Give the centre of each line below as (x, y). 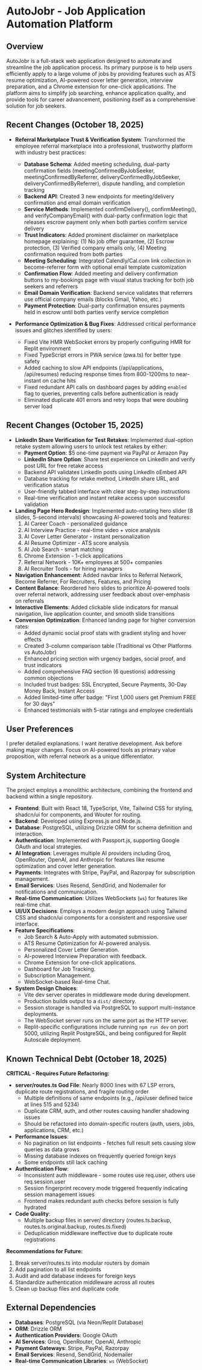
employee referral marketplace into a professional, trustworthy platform (104, 146)
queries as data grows (52, 1150)
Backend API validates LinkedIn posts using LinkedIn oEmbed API (105, 472)
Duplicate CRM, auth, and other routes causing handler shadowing (107, 1111)
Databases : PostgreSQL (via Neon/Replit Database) (79, 1322)
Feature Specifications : (45, 930)
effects (33, 639)
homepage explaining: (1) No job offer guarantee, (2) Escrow (99, 241)
